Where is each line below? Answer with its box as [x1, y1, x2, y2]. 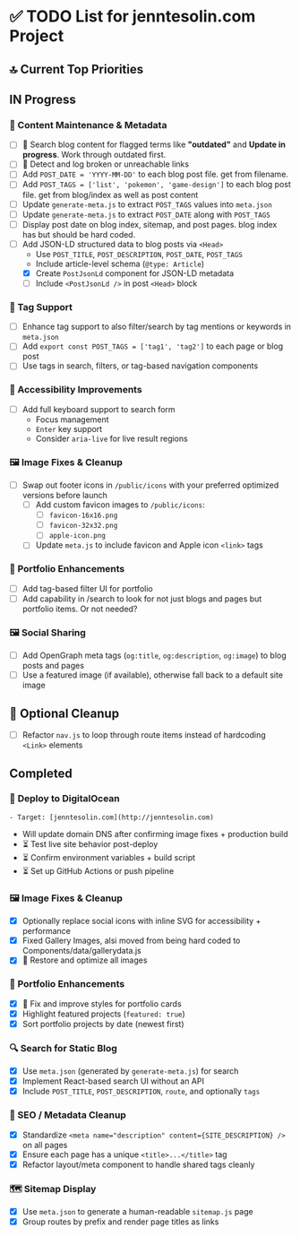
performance [21, 926, 72, 937]
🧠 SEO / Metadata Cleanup [9, 1109, 127, 1121]
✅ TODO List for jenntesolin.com [9, 6, 256, 27]
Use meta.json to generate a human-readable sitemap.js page [21, 1206, 253, 1217]
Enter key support [35, 423, 103, 434]
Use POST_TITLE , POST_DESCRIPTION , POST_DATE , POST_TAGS [35, 248, 244, 259]
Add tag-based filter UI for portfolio [21, 583, 154, 593]
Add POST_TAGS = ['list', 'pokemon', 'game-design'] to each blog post [21, 179, 291, 190]
